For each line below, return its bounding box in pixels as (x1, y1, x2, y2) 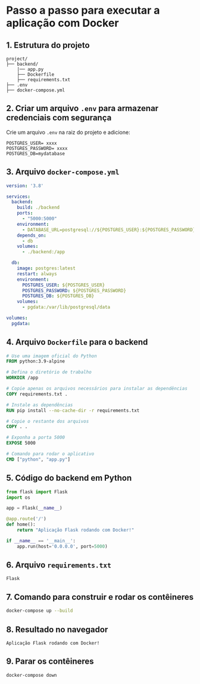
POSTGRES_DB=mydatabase (6, 151, 65, 157)
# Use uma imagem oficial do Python (6, 353, 97, 359)
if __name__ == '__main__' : (6, 538, 76, 544)
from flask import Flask (6, 489, 68, 495)
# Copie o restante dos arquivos (6, 418, 89, 424)
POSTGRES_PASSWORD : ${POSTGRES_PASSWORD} (21, 287, 127, 293)
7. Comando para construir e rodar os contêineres (6, 592, 194, 602)
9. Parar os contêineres (6, 657, 94, 667)
